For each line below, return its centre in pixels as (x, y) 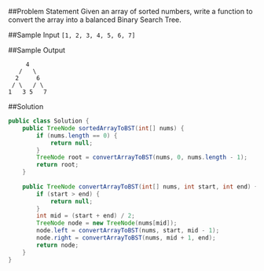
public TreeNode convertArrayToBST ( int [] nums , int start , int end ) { (140, 187)
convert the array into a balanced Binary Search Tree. (95, 20)
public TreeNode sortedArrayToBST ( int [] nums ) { (103, 128)
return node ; (58, 245)
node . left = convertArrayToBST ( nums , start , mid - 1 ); (128, 231)
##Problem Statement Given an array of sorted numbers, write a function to (130, 11)
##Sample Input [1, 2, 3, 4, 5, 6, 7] (72, 35)
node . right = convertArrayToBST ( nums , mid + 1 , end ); (126, 238)
